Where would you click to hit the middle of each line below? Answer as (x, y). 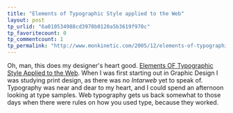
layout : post (26, 20)
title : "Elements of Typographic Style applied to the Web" (96, 14)
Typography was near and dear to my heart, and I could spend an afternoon (115, 88)
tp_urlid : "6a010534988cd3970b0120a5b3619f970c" (79, 26)
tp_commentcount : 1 (35, 40)
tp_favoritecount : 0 (37, 33)
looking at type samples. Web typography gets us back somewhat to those (114, 95)
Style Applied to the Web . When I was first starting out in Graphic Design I (113, 73)
